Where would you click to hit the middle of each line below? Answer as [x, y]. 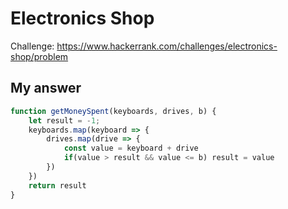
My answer [46, 88]
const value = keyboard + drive [131, 148]
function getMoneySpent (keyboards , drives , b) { [113, 111]
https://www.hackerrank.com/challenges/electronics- [167, 46]
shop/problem [39, 56]
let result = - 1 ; [64, 120]
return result [57, 185]
